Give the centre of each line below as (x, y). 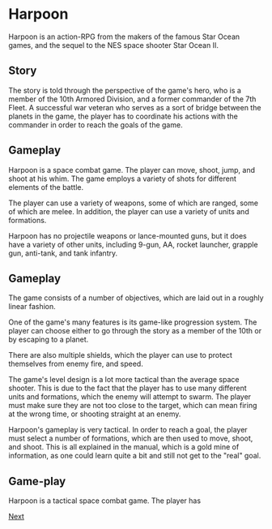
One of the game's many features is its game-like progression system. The (133, 322)
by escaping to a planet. (49, 340)
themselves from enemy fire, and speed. (76, 364)
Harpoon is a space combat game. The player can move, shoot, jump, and (132, 170)
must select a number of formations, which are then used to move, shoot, (131, 438)
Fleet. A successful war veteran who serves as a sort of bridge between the (135, 107)
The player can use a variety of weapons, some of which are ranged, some (134, 203)
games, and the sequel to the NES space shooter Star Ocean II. (113, 45)
